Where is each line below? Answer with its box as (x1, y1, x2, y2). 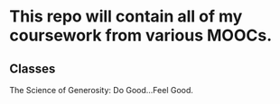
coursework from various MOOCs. (9, 25, 273, 46)
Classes (9, 61, 56, 76)
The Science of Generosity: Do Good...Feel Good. (9, 85, 194, 95)
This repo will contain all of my (9, 6, 243, 27)
